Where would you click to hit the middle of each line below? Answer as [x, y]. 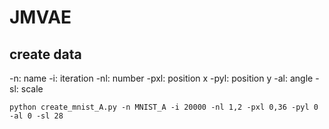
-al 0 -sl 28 [36, 116]
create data [45, 54]
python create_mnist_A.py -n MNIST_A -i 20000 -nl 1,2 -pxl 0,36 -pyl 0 [164, 107]
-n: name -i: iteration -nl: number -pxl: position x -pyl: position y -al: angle [161, 78]
